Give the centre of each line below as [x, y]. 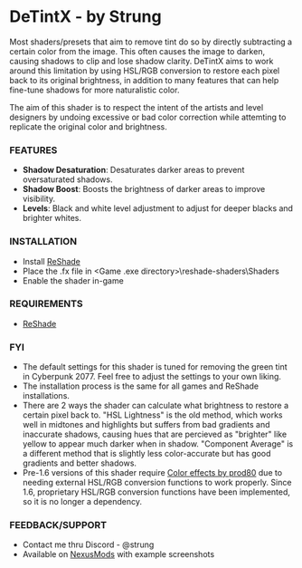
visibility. [39, 199]
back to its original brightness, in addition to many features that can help [144, 80]
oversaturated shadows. [67, 179]
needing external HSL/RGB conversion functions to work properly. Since [157, 483]
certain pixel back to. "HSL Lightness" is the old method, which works [152, 415]
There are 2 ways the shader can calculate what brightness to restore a [156, 406]
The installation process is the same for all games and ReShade [141, 386]
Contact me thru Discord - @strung [88, 544]
